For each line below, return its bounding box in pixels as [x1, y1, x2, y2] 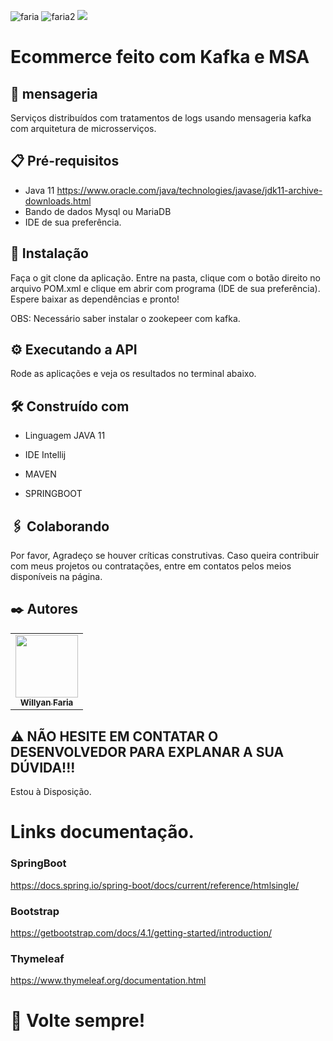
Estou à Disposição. [10, 786, 92, 798]
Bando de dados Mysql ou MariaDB [24, 205, 172, 217]
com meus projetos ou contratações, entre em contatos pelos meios [10, 560, 292, 572]
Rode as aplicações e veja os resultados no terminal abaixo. [10, 368, 257, 380]
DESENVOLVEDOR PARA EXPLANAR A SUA [10, 743, 285, 760]
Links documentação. [10, 821, 195, 844]
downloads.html [24, 195, 92, 207]
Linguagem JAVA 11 [24, 430, 106, 442]
